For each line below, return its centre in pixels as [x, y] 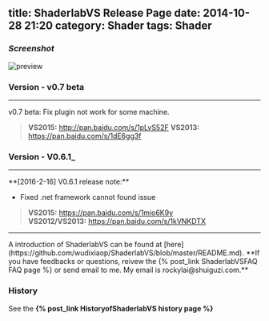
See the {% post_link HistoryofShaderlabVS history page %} [111, 308]
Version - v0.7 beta [46, 87]
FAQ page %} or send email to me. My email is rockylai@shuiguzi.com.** [128, 270]
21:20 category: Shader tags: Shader [118, 26]
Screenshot [31, 49]
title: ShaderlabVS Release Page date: [104, 13]
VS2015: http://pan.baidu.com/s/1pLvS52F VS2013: [114, 127]
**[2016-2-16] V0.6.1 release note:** [69, 182]
